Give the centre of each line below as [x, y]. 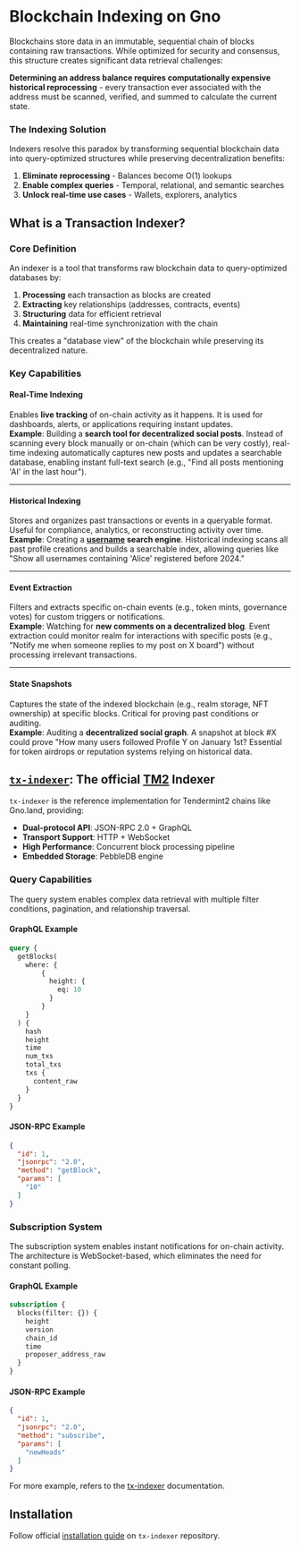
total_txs [44, 1065]
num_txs [39, 1057]
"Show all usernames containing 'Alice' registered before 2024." [127, 559]
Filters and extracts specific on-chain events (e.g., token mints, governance [148, 607]
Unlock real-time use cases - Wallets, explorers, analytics [129, 195]
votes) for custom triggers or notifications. [87, 617]
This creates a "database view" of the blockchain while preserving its [137, 340]
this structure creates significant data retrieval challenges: [116, 60]
